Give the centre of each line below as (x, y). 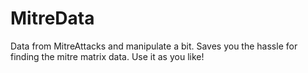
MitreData (52, 18)
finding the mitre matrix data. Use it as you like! (107, 56)
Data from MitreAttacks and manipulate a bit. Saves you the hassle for (154, 46)
